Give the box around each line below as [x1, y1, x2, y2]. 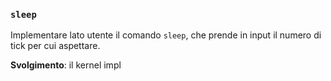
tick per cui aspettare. [10, 40, 101, 52]
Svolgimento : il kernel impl [10, 59, 122, 71]
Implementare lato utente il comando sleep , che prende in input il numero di [10, 29, 322, 41]
